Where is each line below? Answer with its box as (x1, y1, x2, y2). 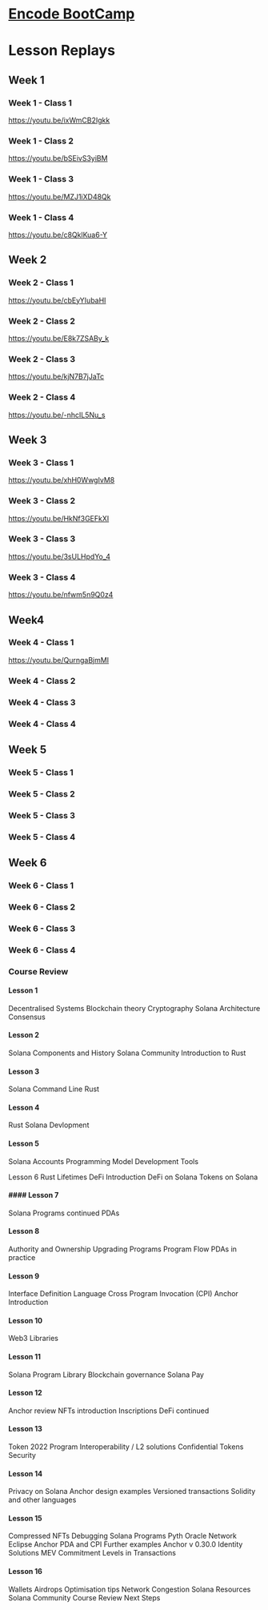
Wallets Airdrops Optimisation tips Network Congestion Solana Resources (8, 1584, 251, 1594)
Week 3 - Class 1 (8, 457, 74, 468)
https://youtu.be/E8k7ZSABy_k (8, 333, 110, 343)
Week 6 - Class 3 (8, 922, 76, 933)
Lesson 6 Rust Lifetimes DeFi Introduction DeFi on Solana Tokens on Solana (8, 1172, 258, 1182)
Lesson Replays (8, 42, 116, 60)
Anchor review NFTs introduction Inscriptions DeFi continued (8, 1406, 210, 1415)
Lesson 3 (8, 1066, 40, 1076)
